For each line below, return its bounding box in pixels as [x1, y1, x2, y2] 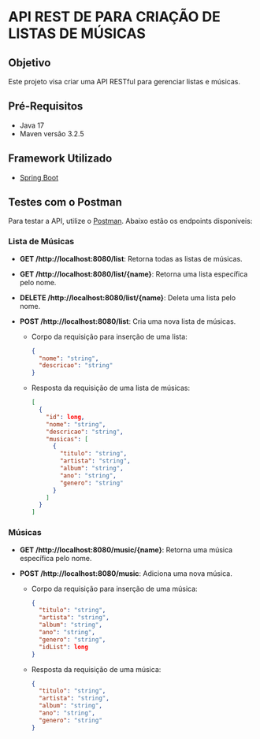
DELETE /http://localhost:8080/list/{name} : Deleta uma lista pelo [19, 292, 236, 303]
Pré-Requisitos [8, 99, 84, 113]
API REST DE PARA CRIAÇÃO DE [8, 8, 221, 26]
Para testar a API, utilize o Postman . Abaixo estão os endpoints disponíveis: [8, 217, 253, 226]
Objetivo [8, 56, 51, 69]
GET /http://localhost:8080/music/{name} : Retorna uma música [19, 544, 233, 555]
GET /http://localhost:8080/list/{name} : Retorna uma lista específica [19, 269, 248, 279]
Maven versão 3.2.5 [19, 128, 84, 138]
